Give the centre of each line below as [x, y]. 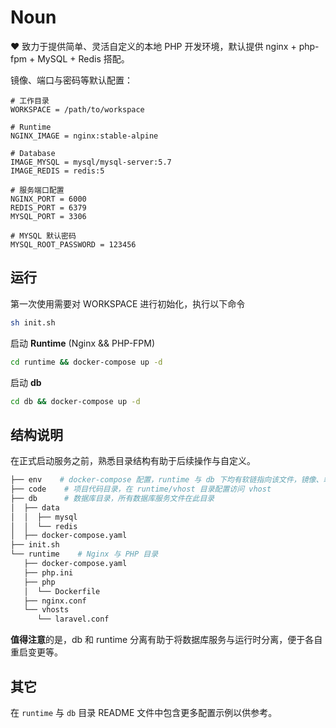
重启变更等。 [36, 652]
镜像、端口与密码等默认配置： [71, 80]
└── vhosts [46, 610]
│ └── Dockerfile [62, 591]
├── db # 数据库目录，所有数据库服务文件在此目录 [112, 498]
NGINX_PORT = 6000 [48, 199]
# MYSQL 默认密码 [43, 236]
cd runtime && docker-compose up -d [86, 362]
